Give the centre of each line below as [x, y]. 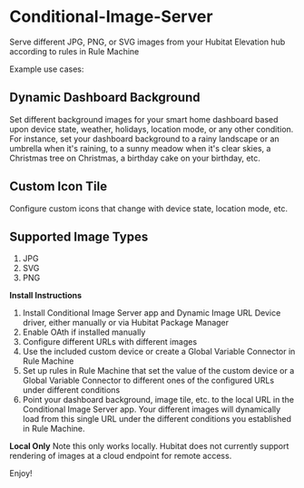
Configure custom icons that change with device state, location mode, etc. [149, 208]
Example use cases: [47, 69]
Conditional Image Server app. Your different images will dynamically [152, 409]
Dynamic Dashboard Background [105, 98]
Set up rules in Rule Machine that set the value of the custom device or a [158, 371]
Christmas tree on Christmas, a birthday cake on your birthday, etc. [135, 158]
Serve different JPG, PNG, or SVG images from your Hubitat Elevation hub [147, 42]
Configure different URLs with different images [110, 342]
